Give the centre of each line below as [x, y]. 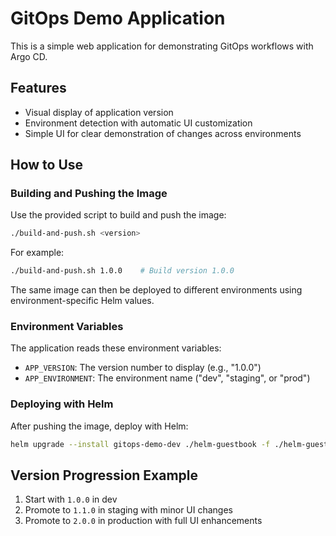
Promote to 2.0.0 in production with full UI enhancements [143, 521]
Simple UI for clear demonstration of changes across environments [163, 133]
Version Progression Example [104, 475]
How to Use [47, 165]
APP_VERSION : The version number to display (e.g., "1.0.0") [143, 368]
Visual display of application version [99, 112]
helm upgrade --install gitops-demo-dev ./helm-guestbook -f [140, 444]
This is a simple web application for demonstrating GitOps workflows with [162, 46]
